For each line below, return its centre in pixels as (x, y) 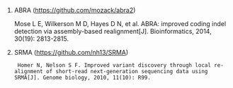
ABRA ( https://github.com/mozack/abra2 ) (75, 10)
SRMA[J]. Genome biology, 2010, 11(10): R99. (82, 77)
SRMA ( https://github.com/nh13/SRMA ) (71, 52)
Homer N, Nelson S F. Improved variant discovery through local (114, 65)
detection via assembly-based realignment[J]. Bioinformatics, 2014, (113, 31)
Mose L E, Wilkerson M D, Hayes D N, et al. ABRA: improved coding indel (120, 24)
